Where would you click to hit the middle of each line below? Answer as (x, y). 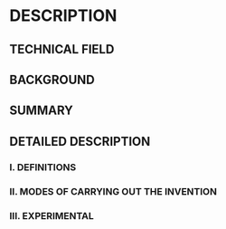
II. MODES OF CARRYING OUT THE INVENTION (113, 191)
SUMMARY (42, 111)
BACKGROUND (52, 79)
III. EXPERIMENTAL (52, 215)
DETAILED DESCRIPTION (80, 141)
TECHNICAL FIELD (62, 49)
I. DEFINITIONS (43, 167)
